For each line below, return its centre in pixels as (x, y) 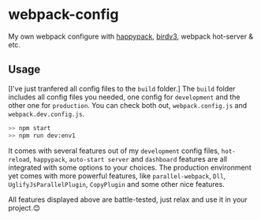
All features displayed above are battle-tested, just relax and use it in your (128, 199)
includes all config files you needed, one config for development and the (124, 97)
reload (19, 159)
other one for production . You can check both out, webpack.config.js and (127, 105)
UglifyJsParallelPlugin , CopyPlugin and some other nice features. (116, 184)
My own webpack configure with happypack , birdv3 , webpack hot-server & (131, 36)
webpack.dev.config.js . (47, 114)
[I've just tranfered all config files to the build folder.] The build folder (122, 88)
